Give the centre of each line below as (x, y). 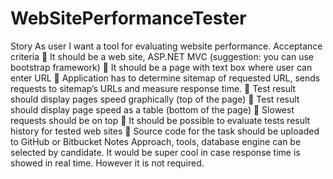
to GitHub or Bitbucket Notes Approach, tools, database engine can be (156, 141)
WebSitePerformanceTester (128, 18)
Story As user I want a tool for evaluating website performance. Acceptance (166, 46)
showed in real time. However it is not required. (107, 163)
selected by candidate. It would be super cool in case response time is (155, 152)
